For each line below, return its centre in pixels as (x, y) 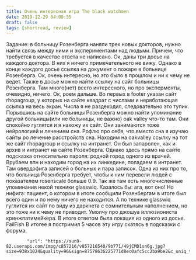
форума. (17, 231)
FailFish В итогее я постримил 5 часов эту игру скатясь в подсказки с (93, 224)
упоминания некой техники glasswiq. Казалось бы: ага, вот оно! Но (90, 187)
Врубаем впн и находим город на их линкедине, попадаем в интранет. (94, 162)
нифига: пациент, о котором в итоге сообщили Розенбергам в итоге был (96, 193)
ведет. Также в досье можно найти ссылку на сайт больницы (83, 82)
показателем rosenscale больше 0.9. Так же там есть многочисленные (94, 181)
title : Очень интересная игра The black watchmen (68, 11)
